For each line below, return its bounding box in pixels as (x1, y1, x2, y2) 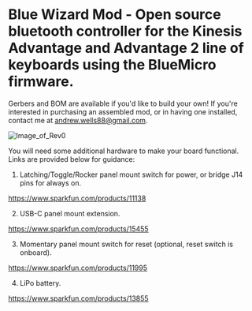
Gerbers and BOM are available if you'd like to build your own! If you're (8, 99, 238, 108)
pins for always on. (19, 178, 81, 187)
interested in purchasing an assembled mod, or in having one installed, (8, 107, 238, 116)
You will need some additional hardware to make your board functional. (8, 146, 239, 155)
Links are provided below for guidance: (8, 154, 135, 163)
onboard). (19, 247, 53, 257)
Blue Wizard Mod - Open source (8, 6, 222, 24)
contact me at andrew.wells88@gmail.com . (8, 115, 148, 125)
